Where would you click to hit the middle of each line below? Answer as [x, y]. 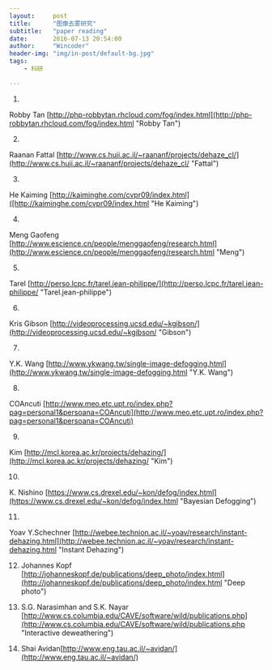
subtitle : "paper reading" [58, 31]
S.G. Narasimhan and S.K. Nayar [74, 607]
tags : [18, 62]
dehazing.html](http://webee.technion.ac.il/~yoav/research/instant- [121, 541]
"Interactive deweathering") [67, 633]
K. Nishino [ [29, 492]
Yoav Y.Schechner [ [42, 532]
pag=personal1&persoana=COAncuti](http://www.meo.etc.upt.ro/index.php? [136, 412]
